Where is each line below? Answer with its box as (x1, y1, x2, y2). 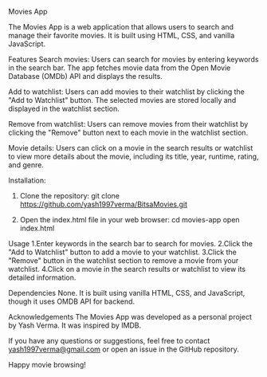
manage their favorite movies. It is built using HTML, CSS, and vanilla (8, 31, 235, 40)
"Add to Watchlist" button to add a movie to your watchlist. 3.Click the (8, 247, 237, 257)
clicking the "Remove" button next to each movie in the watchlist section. (8, 128, 249, 137)
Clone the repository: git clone (19, 191, 120, 200)
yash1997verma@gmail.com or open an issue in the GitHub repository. (8, 344, 239, 354)
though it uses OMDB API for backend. (8, 296, 135, 306)
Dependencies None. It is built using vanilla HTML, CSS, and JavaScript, (8, 289, 245, 297)
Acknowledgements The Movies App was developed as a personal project (8, 312, 253, 321)
